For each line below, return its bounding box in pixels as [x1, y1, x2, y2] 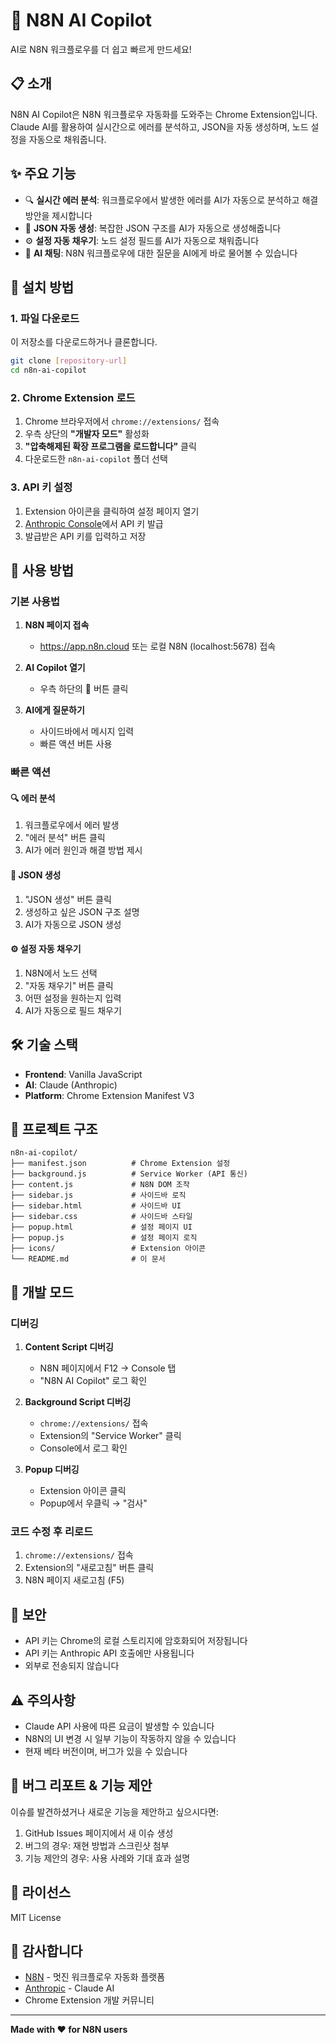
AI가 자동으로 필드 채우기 [24, 1004, 122, 1016]
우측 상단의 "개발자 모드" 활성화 [24, 428, 150, 440]
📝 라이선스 [10, 1884, 72, 1901]
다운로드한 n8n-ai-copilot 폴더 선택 [24, 453, 168, 465]
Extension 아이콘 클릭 [39, 1485, 127, 1497]
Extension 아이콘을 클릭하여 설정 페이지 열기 [24, 505, 200, 517]
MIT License [10, 1911, 62, 1923]
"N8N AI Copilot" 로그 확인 [39, 1375, 148, 1387]
